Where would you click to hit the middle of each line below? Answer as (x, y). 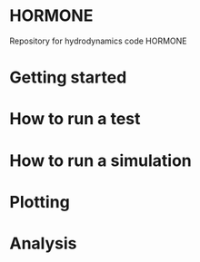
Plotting (40, 202)
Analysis (43, 243)
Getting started (68, 78)
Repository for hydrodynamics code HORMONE (99, 41)
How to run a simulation (101, 160)
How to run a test (75, 119)
